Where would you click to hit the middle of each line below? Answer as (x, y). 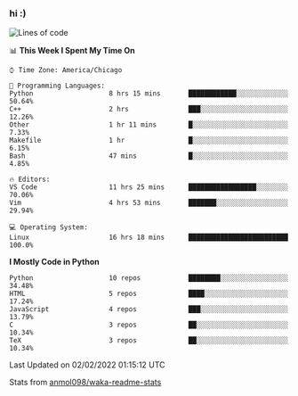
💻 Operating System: (49, 227)
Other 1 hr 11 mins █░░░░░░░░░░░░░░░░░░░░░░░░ (149, 125)
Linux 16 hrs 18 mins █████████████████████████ (149, 238)
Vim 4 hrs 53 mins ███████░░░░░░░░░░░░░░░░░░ (149, 203)
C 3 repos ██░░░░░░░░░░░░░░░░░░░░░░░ (149, 325)
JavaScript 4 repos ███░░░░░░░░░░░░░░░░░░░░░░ (149, 309)
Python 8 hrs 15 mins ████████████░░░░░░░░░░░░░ (149, 94)
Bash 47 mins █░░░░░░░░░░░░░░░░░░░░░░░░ (149, 156)
